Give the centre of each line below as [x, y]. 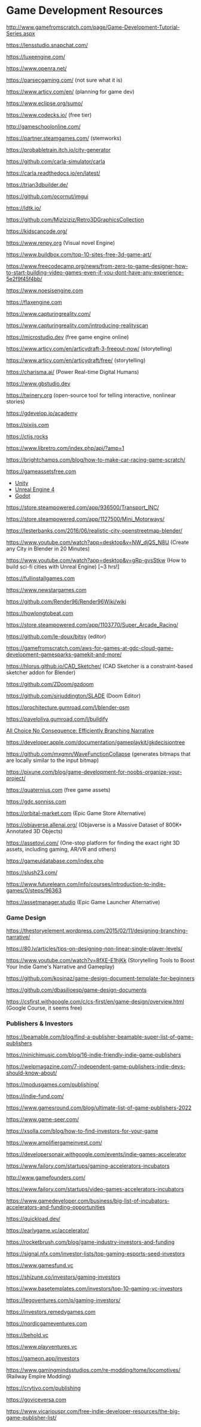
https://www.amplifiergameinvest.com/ [54, 1142]
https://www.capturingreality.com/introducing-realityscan [77, 325]
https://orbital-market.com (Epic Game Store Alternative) [76, 813]
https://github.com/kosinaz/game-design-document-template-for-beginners [100, 979]
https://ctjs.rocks [27, 436]
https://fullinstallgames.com [41, 578]
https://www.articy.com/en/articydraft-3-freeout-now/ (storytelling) [89, 348]
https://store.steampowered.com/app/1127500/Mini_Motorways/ [85, 519]
